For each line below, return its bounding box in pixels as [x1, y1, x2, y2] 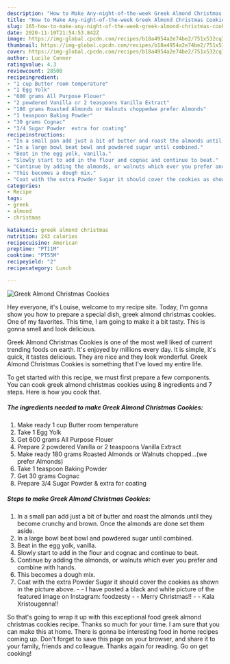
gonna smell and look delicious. [7, 324, 97, 333]
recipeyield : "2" [7, 259, 57, 265]
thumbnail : [7, 42, 38, 49]
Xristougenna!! [16, 600, 59, 608]
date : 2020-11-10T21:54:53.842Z [7, 29, 99, 36]
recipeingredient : [7, 73, 60, 81]
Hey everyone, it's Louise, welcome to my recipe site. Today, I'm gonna [7, 303, 208, 311]
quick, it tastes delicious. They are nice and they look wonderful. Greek [7, 353, 207, 361]
